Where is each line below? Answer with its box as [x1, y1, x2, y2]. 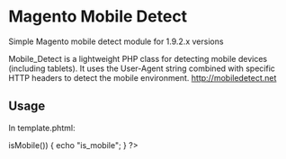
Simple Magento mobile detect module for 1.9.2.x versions [8, 36, 224, 47]
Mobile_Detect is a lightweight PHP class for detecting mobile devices [8, 53, 267, 64]
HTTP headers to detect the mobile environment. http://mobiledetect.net [8, 72, 277, 83]
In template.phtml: [8, 122, 76, 133]
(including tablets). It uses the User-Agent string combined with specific [8, 63, 276, 74]
